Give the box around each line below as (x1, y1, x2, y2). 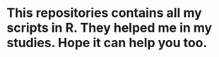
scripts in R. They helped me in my (6, 20, 213, 36)
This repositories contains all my (6, 5, 202, 21)
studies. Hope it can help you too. (6, 35, 208, 51)
